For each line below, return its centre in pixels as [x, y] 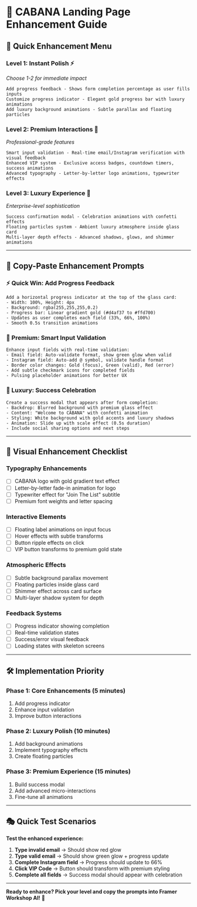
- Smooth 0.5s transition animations [52, 323]
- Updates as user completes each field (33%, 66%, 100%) [78, 318]
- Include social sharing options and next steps [68, 428]
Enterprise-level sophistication [43, 206]
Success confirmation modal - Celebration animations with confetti [91, 217]
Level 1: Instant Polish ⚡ [40, 63]
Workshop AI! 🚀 [26, 898]
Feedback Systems [34, 613]
